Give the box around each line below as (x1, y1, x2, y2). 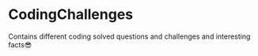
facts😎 (8, 39, 32, 49)
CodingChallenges (8, 6, 133, 24)
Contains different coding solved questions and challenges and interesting (8, 32, 251, 41)
